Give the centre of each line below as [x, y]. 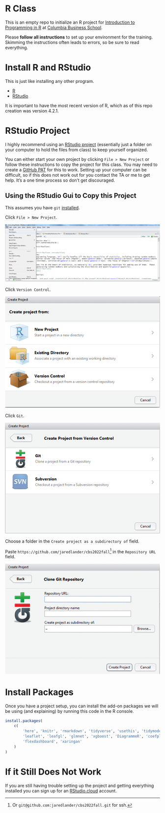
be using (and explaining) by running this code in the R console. [69, 711]
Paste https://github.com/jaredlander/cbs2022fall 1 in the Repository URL [81, 551]
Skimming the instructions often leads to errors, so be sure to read [72, 42]
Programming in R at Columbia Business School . [54, 27]
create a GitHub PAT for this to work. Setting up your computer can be [76, 170]
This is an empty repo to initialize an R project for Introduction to [70, 22]
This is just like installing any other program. [50, 81]
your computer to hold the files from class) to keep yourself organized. [77, 150]
